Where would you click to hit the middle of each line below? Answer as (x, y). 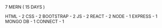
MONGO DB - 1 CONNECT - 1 (35, 21)
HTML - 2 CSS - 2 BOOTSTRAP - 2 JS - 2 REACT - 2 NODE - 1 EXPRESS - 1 (81, 16)
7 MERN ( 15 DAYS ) (25, 7)
